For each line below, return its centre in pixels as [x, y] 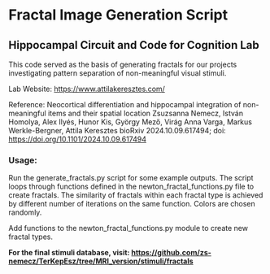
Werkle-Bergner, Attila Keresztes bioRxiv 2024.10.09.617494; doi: [117, 130]
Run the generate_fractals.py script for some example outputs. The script [131, 178]
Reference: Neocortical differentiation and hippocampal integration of [125, 104]
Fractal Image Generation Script [118, 15]
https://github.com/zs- [171, 253]
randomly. [25, 212]
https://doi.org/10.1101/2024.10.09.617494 [77, 139]
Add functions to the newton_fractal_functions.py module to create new [128, 228]
